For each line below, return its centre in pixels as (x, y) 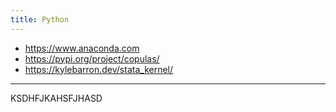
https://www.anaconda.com (82, 48)
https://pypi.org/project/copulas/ (92, 58)
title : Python (40, 19)
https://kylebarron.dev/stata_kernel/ (99, 69)
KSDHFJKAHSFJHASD (56, 98)
